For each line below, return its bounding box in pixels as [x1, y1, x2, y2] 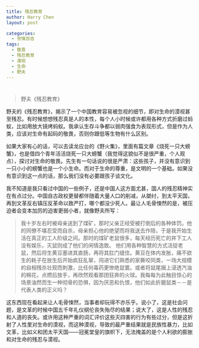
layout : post [6, 20, 38, 25]
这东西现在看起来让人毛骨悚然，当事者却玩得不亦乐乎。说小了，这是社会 [6, 298, 182, 305]
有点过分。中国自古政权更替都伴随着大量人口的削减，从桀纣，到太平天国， [11, 192, 193, 199]
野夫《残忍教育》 [20, 95, 63, 102]
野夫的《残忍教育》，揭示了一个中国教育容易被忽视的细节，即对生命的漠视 [6, 108, 185, 115]
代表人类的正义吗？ [20, 286, 68, 293]
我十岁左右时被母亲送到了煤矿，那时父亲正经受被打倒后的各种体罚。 [20, 220, 187, 227]
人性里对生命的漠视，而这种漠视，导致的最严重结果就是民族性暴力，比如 [16, 321, 193, 328]
